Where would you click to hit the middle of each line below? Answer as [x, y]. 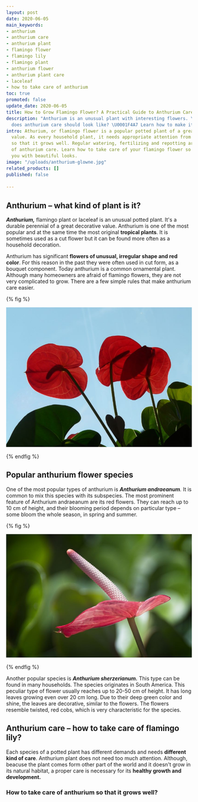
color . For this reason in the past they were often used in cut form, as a [92, 262]
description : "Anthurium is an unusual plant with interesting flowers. [97, 118]
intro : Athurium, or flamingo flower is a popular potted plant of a [93, 131]
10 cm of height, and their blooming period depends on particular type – [93, 508]
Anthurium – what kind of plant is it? [74, 205]
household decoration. [34, 245]
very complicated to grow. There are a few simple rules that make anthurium [99, 281]
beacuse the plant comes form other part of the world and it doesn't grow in [98, 764]
